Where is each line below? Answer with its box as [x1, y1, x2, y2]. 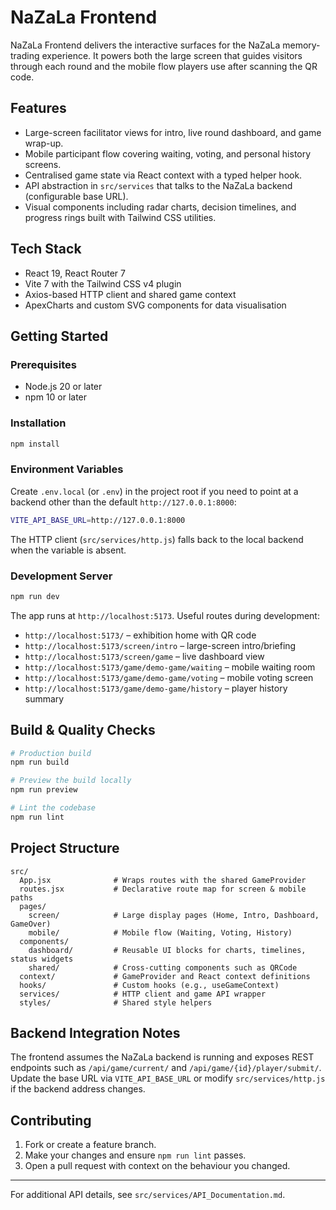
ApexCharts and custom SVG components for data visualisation [24, 299, 287, 311]
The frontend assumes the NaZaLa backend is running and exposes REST [10, 1051, 315, 1063]
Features [10, 100, 67, 117]
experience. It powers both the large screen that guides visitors [41, 49, 303, 61]
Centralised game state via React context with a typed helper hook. [24, 169, 303, 181]
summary [24, 692, 65, 705]
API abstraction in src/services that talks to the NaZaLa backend [24, 179, 293, 191]
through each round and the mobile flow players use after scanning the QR [10, 60, 318, 72]
